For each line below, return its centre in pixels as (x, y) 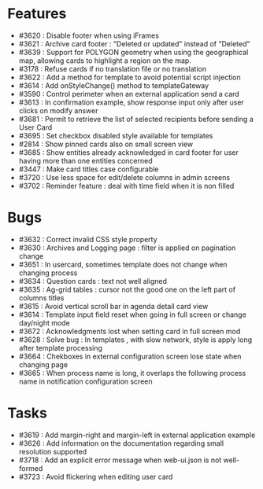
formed (31, 468)
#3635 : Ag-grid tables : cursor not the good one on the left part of (127, 289)
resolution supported (53, 451)
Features (37, 14)
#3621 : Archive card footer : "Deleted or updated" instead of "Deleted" (134, 43)
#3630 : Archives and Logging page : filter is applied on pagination (127, 248)
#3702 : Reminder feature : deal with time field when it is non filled (126, 186)
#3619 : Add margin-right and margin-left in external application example (137, 435)
